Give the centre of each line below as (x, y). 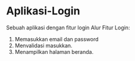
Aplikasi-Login (43, 11)
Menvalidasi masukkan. (43, 45)
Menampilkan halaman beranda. (54, 51)
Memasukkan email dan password (57, 39)
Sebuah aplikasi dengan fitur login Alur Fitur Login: (68, 28)
